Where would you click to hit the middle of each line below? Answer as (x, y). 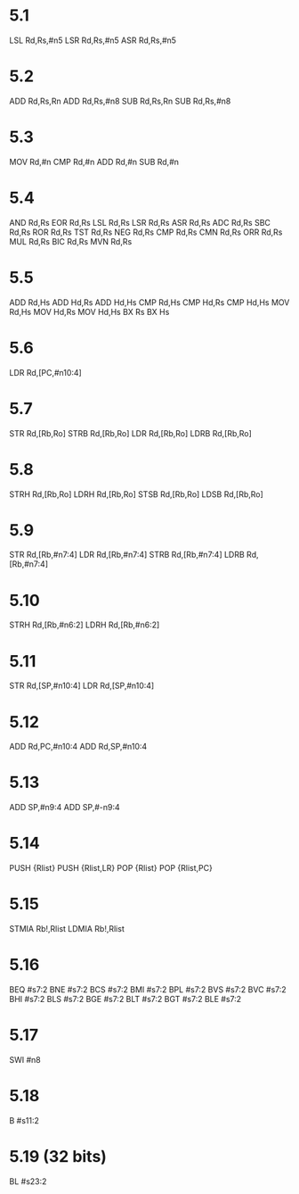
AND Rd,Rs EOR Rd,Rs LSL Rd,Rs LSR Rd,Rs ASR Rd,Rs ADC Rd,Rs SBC (140, 222)
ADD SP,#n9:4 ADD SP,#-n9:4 (65, 808)
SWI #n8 (25, 1059)
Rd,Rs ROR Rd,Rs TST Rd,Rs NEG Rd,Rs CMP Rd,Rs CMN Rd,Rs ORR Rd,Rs (146, 232)
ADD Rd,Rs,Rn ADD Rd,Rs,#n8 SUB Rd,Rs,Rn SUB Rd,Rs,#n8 (120, 101)
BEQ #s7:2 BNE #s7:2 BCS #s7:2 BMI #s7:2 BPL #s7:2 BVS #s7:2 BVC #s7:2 (148, 990)
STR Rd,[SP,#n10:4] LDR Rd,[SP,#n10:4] (82, 686)
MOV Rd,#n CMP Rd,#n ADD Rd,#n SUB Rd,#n (94, 162)
